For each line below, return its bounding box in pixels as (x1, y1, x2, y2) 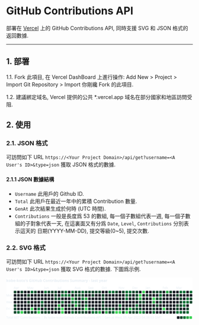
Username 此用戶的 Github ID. (14, 190, 84, 197)
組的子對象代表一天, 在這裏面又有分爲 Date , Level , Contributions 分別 (14, 219, 184, 227)
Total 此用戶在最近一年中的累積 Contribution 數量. (14, 197, 137, 205)
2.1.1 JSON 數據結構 (6, 176, 54, 183)
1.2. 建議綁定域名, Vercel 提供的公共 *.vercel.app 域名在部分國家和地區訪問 (6, 93, 188, 100)
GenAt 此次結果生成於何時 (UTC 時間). (14, 205, 106, 212)
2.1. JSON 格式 (6, 139, 49, 148)
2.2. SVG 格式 (6, 243, 46, 251)
